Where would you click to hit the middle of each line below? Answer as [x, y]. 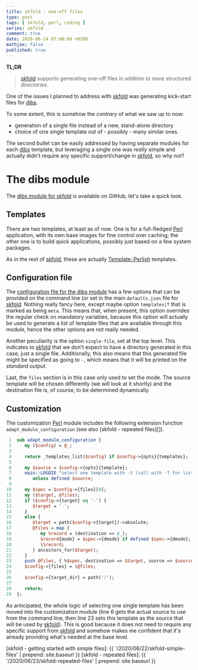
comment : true [24, 34]
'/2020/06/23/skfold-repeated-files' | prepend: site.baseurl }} [81, 661]
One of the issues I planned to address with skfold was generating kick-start [99, 96]
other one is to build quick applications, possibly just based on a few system [99, 241]
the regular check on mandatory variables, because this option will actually [97, 317]
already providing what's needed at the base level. [67, 637]
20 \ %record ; [35, 545]
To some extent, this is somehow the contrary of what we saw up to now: [95, 114]
